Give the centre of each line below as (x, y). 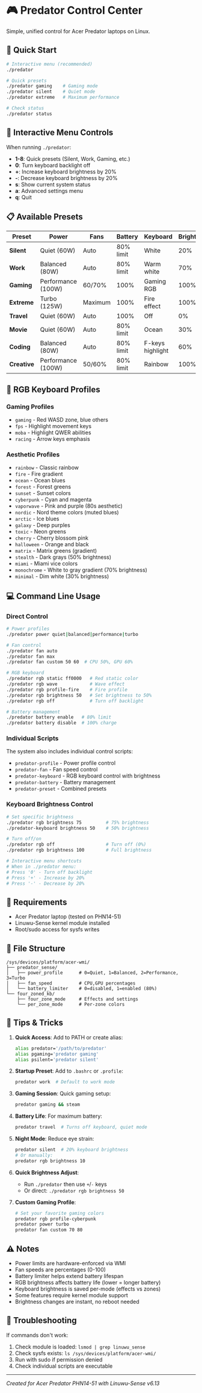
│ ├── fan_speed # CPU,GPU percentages (71, 983)
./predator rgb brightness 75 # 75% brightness (78, 822)
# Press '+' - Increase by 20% (45, 878)
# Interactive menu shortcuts (44, 861)
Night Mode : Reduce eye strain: (54, 1139)
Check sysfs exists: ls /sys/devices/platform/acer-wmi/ (85, 1353)
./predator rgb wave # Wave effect (66, 684)
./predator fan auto (32, 651)
